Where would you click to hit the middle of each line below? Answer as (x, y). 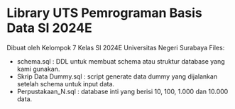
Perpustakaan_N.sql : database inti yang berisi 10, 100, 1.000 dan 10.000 (122, 91)
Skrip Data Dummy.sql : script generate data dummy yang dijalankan (117, 76)
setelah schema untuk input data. (66, 84)
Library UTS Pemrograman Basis (105, 13)
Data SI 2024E (50, 28)
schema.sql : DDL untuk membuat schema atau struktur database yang (121, 61)
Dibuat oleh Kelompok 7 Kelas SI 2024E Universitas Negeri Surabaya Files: (116, 47)
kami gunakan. (38, 69)
